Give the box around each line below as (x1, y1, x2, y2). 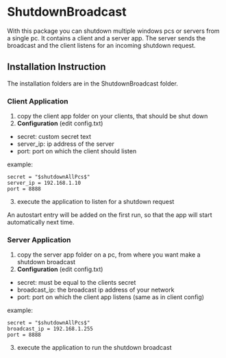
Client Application (7, 97, 68, 106)
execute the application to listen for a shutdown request (16, 198, 175, 206)
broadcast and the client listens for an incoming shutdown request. (7, 41, 197, 49)
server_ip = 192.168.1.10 (7, 179, 81, 187)
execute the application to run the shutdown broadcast (16, 344, 173, 352)
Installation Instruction (7, 61, 106, 73)
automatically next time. (7, 218, 75, 227)
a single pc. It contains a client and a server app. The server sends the (7, 34, 206, 42)
